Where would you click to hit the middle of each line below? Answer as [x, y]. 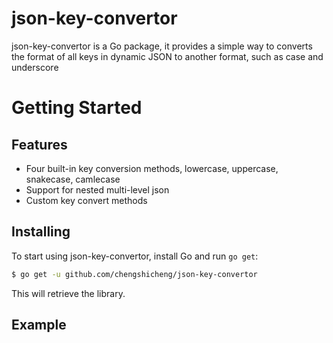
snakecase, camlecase [73, 179]
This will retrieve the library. [68, 293]
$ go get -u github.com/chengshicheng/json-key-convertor [134, 274]
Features [39, 144]
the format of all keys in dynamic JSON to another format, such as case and [167, 56]
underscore [35, 67]
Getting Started [77, 108]
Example [39, 325]
